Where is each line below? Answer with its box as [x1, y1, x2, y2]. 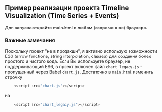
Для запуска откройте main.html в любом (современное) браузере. [5, 25, 148, 30]
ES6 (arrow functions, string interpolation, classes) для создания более [5, 54, 152, 59]
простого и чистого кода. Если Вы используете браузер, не [5, 58, 130, 64]
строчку [5, 74, 23, 80]
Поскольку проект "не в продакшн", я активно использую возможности [5, 48, 157, 54]
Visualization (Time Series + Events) [5, 12, 119, 20]
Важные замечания [5, 37, 55, 44]
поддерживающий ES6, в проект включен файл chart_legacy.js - [5, 64, 143, 70]
